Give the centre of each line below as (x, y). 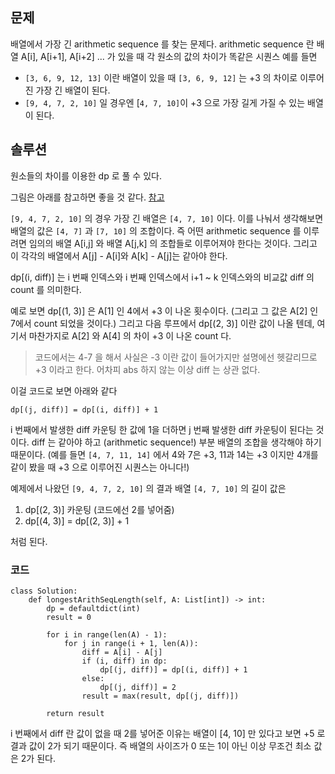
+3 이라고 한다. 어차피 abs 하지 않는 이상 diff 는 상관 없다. (147, 369)
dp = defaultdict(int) (93, 608)
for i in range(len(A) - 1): (107, 634)
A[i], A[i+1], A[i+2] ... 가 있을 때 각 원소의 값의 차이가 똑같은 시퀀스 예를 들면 (169, 56)
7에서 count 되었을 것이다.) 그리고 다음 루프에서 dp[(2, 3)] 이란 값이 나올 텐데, (162, 323)
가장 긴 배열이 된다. (73, 90)
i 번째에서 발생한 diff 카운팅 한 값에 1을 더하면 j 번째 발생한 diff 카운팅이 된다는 (162, 429)
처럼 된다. (29, 541)
